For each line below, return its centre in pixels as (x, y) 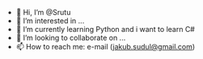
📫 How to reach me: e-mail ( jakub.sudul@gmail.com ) (106, 47)
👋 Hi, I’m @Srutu (43, 12)
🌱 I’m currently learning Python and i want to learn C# (106, 29)
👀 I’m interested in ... (50, 21)
